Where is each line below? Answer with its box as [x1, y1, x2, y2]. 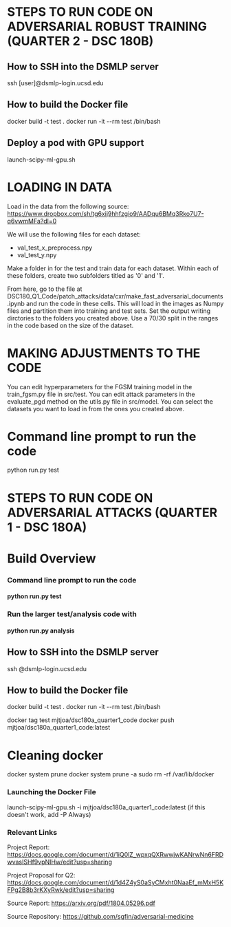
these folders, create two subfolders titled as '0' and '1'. [7, 271, 165, 279]
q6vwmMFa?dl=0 [7, 217, 57, 225]
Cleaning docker [7, 748, 104, 763]
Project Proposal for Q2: [7, 871, 76, 879]
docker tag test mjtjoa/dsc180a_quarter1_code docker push [7, 716, 175, 724]
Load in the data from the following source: [7, 202, 129, 210]
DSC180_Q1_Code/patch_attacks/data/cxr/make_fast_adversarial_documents [7, 292, 223, 300]
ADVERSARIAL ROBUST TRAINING [7, 19, 208, 34]
